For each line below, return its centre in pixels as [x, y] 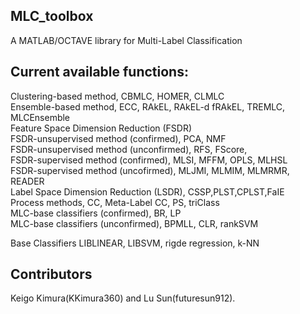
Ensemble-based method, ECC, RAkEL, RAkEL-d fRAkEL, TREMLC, [148, 106]
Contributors [51, 274]
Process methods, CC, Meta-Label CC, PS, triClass [115, 202]
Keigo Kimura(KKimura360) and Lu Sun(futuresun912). [123, 298]
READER [27, 181]
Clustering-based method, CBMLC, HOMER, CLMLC [117, 96]
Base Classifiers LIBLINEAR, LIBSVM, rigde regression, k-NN [135, 243]
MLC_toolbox [52, 16]
